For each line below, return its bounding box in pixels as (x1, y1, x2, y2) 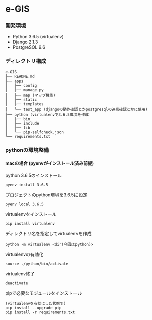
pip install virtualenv (5, 221, 55, 226)
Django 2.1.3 (12, 39, 38, 45)
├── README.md (5, 74, 35, 79)
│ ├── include (5, 121, 39, 126)
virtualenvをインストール (5, 211, 57, 217)
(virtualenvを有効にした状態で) (5, 301, 66, 306)
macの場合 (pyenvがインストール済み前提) (5, 160, 94, 166)
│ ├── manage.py (5, 87, 44, 92)
